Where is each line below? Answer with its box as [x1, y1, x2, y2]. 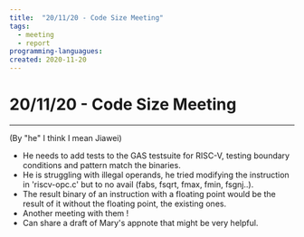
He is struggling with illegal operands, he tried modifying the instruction [22, 169, 290, 180]
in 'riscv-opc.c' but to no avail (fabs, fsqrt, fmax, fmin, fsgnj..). [22, 178, 254, 190]
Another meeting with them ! [22, 207, 129, 218]
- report [17, 38, 51, 48]
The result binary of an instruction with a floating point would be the [22, 188, 276, 199]
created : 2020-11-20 [9, 55, 88, 64]
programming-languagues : [9, 47, 103, 56]
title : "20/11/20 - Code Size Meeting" [9, 13, 165, 23]
